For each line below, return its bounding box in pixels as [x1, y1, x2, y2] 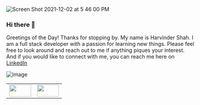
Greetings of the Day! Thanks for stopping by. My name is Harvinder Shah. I [6, 34, 194, 41]
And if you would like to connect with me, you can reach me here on [6, 53, 175, 60]
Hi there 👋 [6, 20, 36, 29]
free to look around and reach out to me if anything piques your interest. [6, 47, 185, 54]
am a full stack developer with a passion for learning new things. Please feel [6, 41, 195, 48]
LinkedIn [6, 60, 28, 67]
